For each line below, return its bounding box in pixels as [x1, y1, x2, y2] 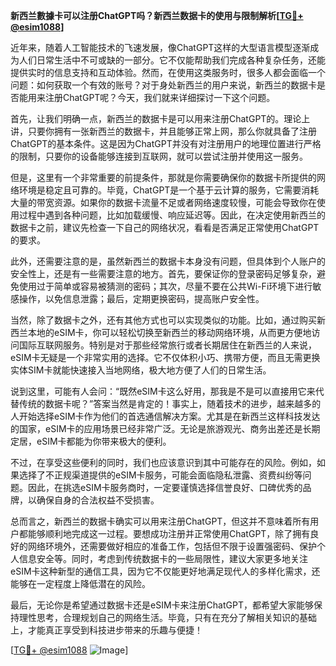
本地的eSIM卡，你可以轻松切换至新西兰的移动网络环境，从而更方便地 [27, 327, 312, 338]
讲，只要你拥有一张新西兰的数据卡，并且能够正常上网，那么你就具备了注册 [10, 125, 317, 137]
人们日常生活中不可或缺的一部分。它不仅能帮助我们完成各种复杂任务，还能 [18, 54, 326, 66]
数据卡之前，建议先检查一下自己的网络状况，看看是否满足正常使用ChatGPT [10, 222, 320, 233]
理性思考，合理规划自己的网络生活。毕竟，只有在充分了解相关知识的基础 [18, 612, 317, 623]
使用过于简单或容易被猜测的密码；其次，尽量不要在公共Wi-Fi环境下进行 [18, 280, 313, 292]
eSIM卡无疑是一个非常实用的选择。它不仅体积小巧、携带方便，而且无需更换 [10, 352, 321, 363]
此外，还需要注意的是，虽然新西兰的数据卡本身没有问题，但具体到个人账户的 [10, 255, 326, 267]
